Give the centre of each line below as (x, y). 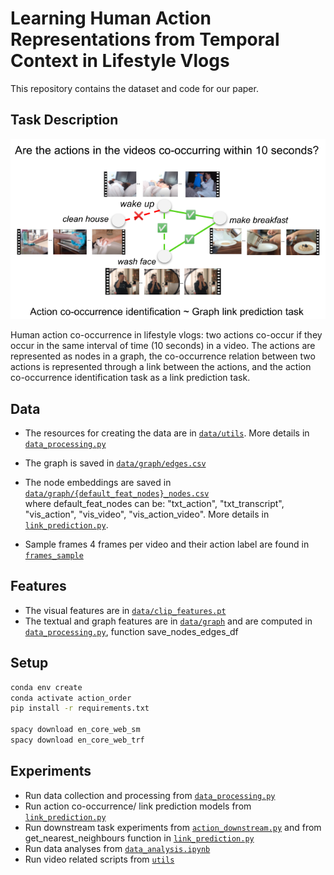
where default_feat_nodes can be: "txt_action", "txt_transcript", (154, 503)
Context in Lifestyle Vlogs (120, 61)
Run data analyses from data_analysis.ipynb (117, 848)
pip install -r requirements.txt (80, 708)
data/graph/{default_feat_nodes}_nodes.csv (117, 494)
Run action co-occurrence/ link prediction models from (138, 806)
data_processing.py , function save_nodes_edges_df (131, 631)
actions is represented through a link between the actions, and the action (161, 367)
